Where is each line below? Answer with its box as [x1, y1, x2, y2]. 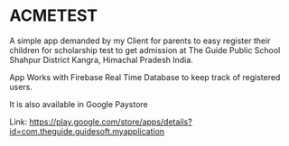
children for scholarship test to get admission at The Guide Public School [9, 44, 281, 55]
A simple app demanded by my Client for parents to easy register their [9, 35, 271, 46]
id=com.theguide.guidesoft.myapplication [9, 125, 165, 136]
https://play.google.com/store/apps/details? [29, 116, 192, 127]
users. [9, 81, 33, 92]
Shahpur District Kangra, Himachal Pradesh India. [9, 54, 194, 65]
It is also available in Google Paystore [9, 98, 148, 109]
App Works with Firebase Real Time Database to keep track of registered [9, 71, 281, 82]
